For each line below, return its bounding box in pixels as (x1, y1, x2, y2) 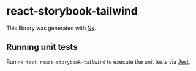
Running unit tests (6, 42, 78, 52)
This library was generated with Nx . (6, 24, 96, 32)
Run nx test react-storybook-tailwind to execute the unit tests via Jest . (6, 58, 190, 65)
